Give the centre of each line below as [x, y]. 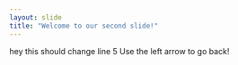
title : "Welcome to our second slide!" [84, 26]
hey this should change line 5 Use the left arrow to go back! [119, 51]
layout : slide [36, 17]
